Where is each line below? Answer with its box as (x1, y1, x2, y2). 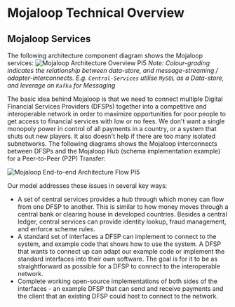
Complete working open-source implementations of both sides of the (17, 277, 217, 285)
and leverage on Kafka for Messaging (7, 81, 116, 89)
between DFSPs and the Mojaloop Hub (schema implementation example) (7, 147, 221, 155)
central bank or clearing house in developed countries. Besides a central (17, 210, 228, 218)
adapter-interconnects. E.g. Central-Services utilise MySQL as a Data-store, (7, 74, 224, 82)
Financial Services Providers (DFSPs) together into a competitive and (7, 102, 207, 110)
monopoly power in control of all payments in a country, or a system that (7, 125, 217, 132)
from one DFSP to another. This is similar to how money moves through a (17, 203, 229, 211)
